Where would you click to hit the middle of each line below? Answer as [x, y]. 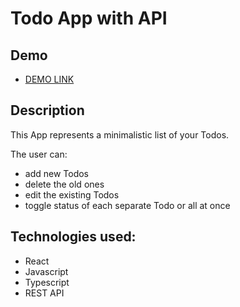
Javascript [46, 271]
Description [47, 110]
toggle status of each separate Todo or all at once [127, 205]
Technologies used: [73, 237]
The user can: [39, 154]
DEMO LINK [49, 79]
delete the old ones [64, 184]
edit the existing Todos [72, 194]
